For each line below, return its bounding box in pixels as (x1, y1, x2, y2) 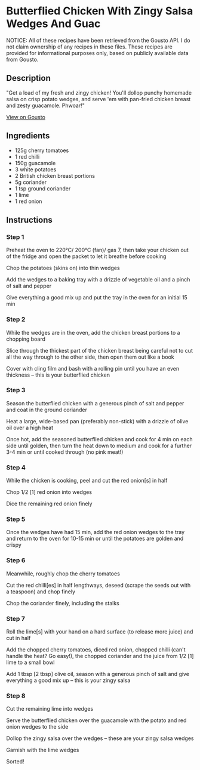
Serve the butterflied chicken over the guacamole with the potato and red (6, 717, 187, 724)
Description (6, 73, 51, 83)
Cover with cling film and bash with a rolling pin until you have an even (6, 365, 180, 372)
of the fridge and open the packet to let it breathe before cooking (6, 253, 167, 260)
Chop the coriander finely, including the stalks (6, 599, 119, 607)
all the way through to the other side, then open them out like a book (6, 353, 174, 360)
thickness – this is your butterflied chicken (6, 371, 110, 378)
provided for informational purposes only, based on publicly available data (6, 49, 189, 56)
